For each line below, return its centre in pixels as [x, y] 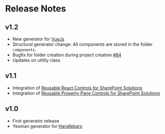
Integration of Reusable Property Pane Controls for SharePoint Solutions [86, 93]
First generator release [36, 121]
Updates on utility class [36, 60]
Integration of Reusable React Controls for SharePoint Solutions [77, 88]
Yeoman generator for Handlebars [47, 126]
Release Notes [36, 9]
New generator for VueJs [38, 39]
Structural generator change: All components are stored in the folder [82, 44]
